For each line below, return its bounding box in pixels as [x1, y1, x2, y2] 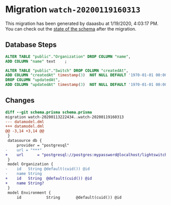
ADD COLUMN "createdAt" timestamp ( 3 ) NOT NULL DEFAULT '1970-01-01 [5, 73, 154, 78]
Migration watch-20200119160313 [5, 4, 141, 15]
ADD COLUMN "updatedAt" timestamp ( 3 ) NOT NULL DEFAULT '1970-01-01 [5, 82, 154, 87]
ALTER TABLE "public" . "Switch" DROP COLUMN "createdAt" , [5, 68, 129, 73]
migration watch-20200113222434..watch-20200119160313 [5, 114, 124, 120]
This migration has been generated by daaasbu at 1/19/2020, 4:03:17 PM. [5, 20, 159, 26]
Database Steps [5, 41, 57, 49]
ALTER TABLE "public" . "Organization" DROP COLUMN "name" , [5, 54, 131, 59]
